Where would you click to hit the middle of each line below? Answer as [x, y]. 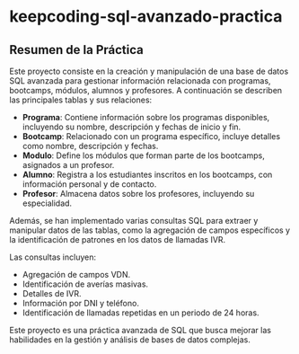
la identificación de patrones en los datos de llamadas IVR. [118, 239]
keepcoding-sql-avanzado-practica [146, 17]
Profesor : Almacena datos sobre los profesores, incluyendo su [138, 194]
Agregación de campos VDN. [76, 274]
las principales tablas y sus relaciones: [81, 100]
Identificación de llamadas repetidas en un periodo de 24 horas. [141, 313]
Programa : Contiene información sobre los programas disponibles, [146, 117]
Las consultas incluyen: [53, 257]
